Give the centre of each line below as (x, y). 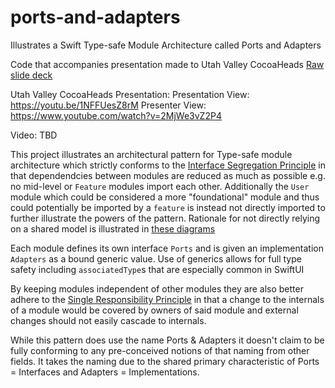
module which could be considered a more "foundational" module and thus (165, 197)
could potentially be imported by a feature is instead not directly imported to (168, 207)
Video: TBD (34, 135)
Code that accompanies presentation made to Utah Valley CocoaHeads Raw (167, 64)
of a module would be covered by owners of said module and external (154, 310)
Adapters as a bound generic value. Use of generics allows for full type (156, 258)
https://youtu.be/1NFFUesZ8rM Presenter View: (108, 105)
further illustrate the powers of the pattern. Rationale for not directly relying (165, 218)
